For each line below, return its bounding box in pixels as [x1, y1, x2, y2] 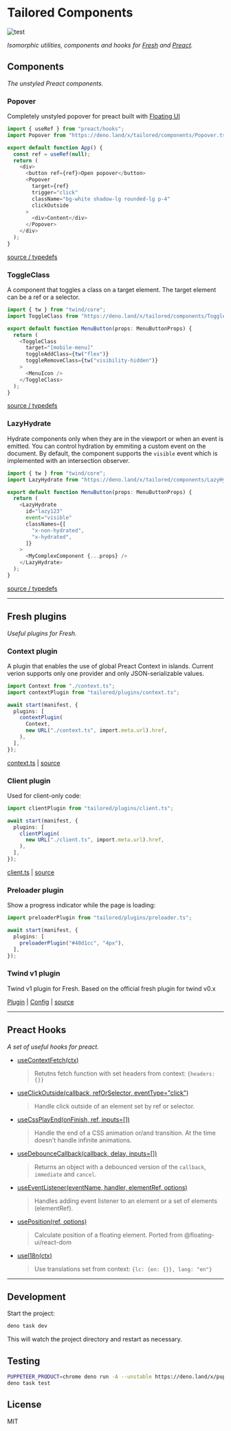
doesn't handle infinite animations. [34, 1135, 132, 1144]
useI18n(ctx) [16, 1251, 53, 1259]
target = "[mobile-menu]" [25, 344, 94, 351]
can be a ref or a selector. [7, 293, 80, 301]
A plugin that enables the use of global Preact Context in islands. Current [7, 661, 214, 670]
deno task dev [7, 1323, 48, 1330]
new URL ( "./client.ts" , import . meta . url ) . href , [25, 836, 165, 843]
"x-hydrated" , [32, 533, 72, 540]
